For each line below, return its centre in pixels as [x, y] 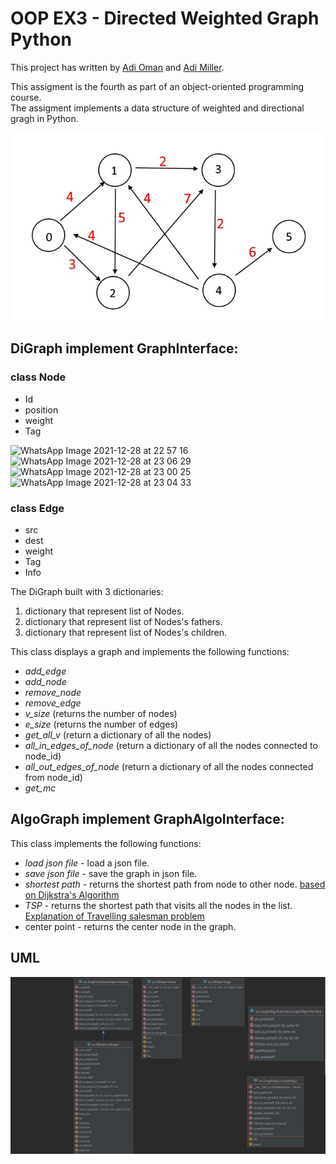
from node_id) [53, 777]
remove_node [53, 692]
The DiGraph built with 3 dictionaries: [87, 591]
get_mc [40, 788]
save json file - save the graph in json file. [111, 873]
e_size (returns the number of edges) [101, 724]
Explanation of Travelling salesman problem [114, 916]
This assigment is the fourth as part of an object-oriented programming [157, 86]
